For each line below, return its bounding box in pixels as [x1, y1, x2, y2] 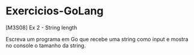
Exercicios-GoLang [5, 4, 104, 18]
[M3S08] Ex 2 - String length [5, 24, 78, 31]
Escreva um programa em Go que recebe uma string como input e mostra [5, 35, 189, 42]
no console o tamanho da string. [5, 42, 86, 49]
